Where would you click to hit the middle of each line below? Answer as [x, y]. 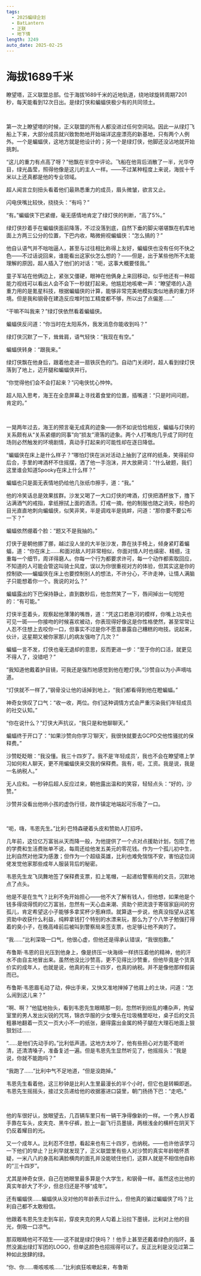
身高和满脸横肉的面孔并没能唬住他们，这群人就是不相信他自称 [119, 1158]
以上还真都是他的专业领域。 [45, 177]
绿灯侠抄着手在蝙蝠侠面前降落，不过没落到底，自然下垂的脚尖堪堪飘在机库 [98, 228]
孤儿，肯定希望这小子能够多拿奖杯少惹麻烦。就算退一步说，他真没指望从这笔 [100, 912]
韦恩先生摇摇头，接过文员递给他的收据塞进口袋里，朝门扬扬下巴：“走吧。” [96, 1091]
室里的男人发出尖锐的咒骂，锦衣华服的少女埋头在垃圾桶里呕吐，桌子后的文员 [100, 1015]
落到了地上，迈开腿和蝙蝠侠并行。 [48, 369]
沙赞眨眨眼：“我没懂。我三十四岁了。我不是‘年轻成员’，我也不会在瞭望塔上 [98, 756]
